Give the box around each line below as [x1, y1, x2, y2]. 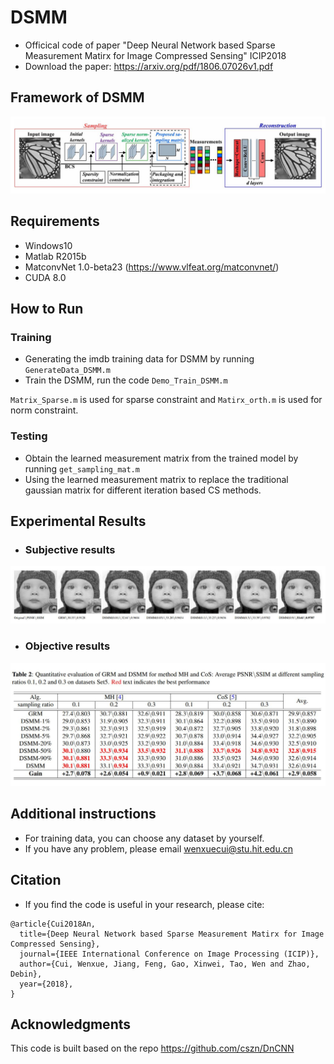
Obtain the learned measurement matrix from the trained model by [24, 452, 299, 464]
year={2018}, [19, 979, 74, 989]
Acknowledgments [10, 1016, 132, 1033]
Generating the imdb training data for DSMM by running [24, 353, 255, 365]
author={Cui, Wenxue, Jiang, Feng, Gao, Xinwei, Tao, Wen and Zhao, [19, 959, 311, 969]
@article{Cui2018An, [10, 919, 97, 929]
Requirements [10, 213, 100, 230]
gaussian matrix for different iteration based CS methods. [24, 484, 262, 496]
